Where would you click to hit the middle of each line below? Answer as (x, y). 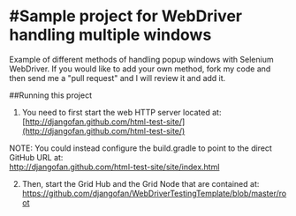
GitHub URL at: (36, 157)
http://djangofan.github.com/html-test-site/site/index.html (114, 167)
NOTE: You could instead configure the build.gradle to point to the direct (140, 148)
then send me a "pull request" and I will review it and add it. (118, 78)
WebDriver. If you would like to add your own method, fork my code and (140, 69)
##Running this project (51, 95)
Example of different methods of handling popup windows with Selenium (141, 59)
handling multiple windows (110, 35)
